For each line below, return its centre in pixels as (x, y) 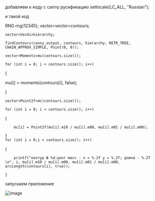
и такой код (17, 16)
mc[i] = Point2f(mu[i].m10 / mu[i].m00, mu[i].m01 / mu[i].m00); (81, 127)
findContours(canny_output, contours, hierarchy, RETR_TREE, (68, 43)
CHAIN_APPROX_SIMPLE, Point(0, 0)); (42, 47)
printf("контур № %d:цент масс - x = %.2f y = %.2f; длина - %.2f (82, 158)
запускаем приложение (30, 184)
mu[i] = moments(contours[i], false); (41, 83)
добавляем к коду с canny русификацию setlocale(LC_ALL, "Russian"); (77, 7)
